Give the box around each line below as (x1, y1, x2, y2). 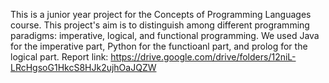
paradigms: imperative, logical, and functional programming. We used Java (10, 30, 320, 41)
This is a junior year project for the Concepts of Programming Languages (10, 9, 312, 20)
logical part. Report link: (10, 51, 109, 63)
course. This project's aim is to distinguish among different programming (10, 19, 310, 31)
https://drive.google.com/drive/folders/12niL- (110, 51, 297, 63)
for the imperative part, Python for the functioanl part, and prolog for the (10, 40, 308, 52)
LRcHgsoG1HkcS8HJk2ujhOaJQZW (10, 62, 157, 73)
